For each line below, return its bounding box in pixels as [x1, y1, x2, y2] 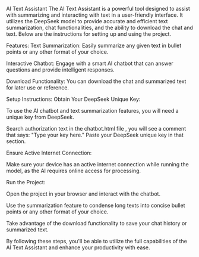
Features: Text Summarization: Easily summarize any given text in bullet [6, 42, 182, 49]
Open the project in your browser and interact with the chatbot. [6, 190, 161, 197]
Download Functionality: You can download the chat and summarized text [6, 78, 187, 85]
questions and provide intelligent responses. [6, 66, 115, 73]
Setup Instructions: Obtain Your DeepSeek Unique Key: [6, 95, 141, 103]
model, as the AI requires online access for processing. [6, 167, 141, 174]
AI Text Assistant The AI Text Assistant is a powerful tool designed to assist [6, 5, 190, 12]
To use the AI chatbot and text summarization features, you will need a [6, 107, 179, 114]
